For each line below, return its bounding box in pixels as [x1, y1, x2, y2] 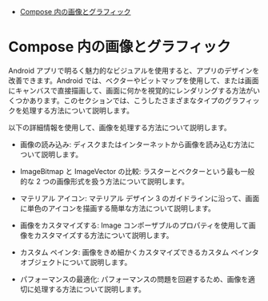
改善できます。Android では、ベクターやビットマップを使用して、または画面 [8, 75, 259, 85]
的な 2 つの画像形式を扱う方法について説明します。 [19, 176, 190, 186]
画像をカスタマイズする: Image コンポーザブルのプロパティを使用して [19, 220, 250, 230]
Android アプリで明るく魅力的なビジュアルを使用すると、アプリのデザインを [8, 65, 260, 75]
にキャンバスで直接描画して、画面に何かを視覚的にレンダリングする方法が [8, 85, 254, 95]
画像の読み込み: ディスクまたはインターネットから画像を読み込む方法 [19, 139, 248, 149]
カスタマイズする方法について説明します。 [34, 230, 174, 240]
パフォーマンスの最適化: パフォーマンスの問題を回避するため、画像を [19, 274, 249, 283]
